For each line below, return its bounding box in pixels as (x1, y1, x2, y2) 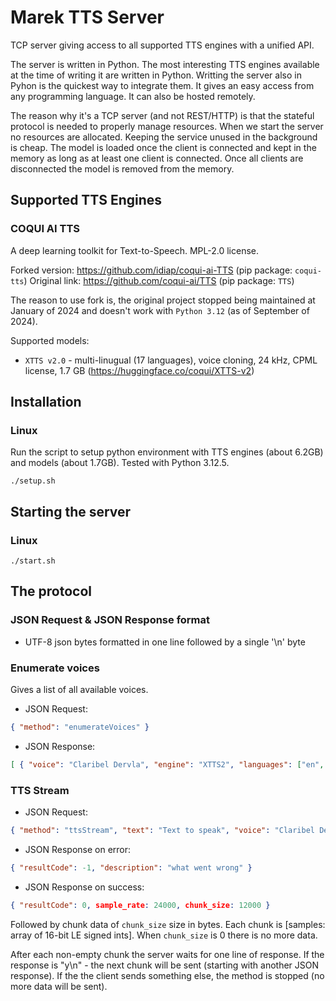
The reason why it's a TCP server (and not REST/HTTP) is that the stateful (10, 109, 315, 121)
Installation (10, 394, 82, 411)
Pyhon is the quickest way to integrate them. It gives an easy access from (10, 79, 315, 91)
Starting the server (10, 503, 132, 520)
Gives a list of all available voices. (10, 683, 149, 695)
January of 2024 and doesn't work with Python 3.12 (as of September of (10, 304, 310, 316)
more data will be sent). (10, 980, 108, 992)
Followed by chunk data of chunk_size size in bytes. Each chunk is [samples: (10, 918, 326, 930)
